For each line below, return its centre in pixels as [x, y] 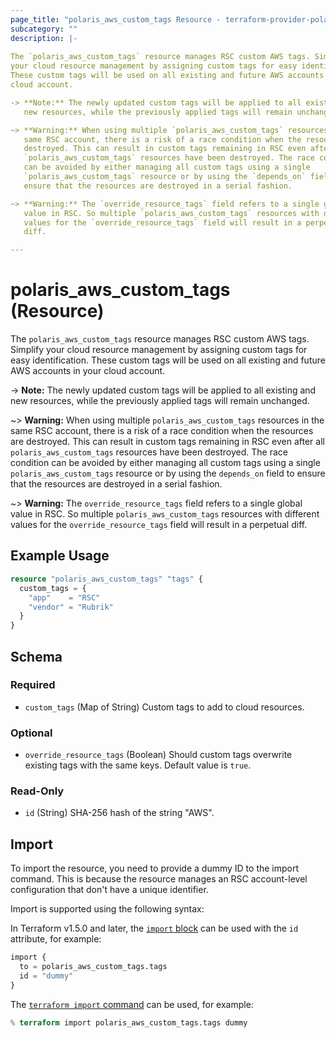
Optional [31, 733]
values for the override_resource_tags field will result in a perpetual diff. [159, 525]
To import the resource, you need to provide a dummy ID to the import [155, 868]
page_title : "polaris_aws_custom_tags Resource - [116, 19]
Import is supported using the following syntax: [107, 909]
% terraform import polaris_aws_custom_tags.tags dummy [129, 1022]
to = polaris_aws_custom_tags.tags [93, 967]
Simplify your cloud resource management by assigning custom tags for [159, 350]
